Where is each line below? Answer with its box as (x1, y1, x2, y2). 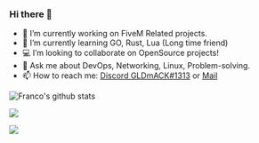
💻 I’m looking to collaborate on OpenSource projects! (21, 48, 220, 59)
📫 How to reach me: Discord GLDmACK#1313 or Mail (21, 70, 218, 81)
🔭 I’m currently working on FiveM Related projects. (21, 28, 207, 39)
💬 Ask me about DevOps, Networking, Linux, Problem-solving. (21, 60, 251, 71)
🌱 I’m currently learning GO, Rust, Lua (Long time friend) (21, 37, 229, 48)
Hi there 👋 (9, 8, 53, 20)
